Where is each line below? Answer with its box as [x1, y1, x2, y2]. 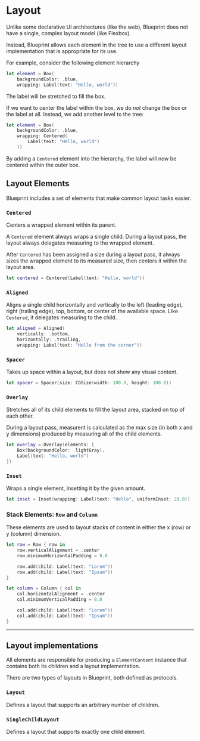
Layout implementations [6, 641, 98, 651]
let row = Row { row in [6, 542, 65, 548]
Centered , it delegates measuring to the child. [6, 314, 117, 321]
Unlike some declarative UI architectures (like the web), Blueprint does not [6, 23, 189, 30]
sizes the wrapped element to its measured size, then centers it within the [6, 257, 187, 264]
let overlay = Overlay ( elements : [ [6, 442, 95, 448]
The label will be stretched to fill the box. [6, 92, 106, 100]
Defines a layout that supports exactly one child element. [6, 728, 146, 736]
